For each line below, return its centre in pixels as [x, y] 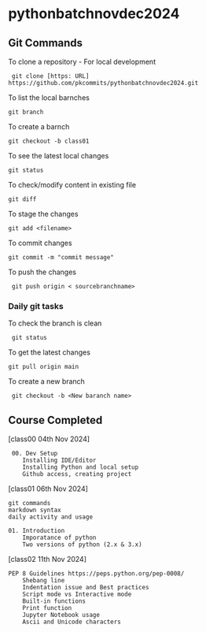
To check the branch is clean [55, 323]
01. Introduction [37, 531]
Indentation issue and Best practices [86, 588]
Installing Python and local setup [81, 467]
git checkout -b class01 [49, 141]
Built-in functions [54, 601]
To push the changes [42, 272]
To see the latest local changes [59, 156]
